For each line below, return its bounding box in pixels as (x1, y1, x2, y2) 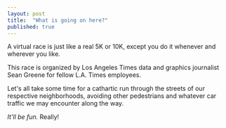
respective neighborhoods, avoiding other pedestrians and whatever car (7, 92, 217, 100)
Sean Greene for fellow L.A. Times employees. (7, 71, 142, 79)
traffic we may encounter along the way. (7, 99, 124, 108)
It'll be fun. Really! (7, 113, 60, 121)
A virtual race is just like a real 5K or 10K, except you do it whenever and (7, 43, 216, 51)
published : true (7, 23, 55, 30)
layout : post (7, 10, 46, 17)
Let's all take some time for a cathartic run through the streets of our (7, 85, 206, 93)
